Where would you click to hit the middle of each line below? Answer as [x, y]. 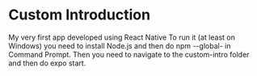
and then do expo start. [47, 63]
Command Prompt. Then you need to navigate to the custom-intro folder [129, 54]
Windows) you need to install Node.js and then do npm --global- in [120, 45]
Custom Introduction [80, 15]
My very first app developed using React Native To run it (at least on [122, 37]
